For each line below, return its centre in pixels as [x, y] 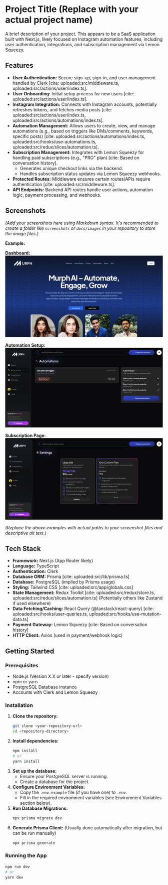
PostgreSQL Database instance [44, 687]
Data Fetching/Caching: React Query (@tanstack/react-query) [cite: [83, 609]
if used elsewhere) [31, 604]
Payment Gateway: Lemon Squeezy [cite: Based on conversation [80, 625]
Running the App [26, 855]
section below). [36, 803]
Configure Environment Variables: [48, 787]
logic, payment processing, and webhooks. [57, 195]
